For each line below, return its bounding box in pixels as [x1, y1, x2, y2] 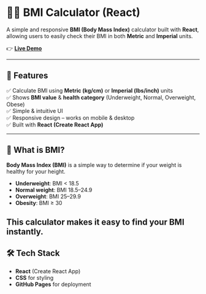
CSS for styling [15, 274, 54, 281]
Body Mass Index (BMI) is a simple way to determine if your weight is [6, 161, 182, 168]
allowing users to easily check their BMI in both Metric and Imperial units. [6, 32, 193, 39]
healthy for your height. [6, 168, 66, 175]
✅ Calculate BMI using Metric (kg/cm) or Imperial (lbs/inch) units [6, 87, 174, 94]
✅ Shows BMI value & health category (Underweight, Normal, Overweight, [6, 93, 196, 101]
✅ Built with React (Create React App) [6, 121, 104, 128]
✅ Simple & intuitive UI [6, 107, 63, 114]
